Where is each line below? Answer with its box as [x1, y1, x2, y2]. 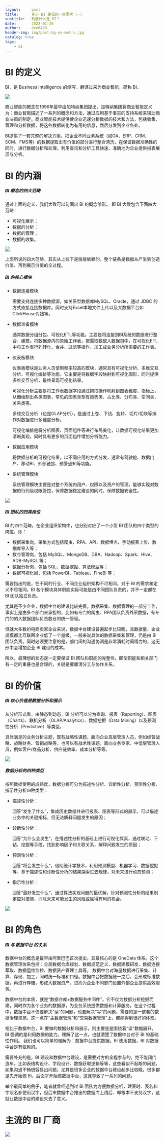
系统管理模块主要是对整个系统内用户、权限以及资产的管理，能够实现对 [12, 481, 155, 487]
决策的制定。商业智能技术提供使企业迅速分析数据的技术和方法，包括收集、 [9, 116, 160, 122]
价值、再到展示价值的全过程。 [5, 262, 65, 268]
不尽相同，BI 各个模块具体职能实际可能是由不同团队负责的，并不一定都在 [9, 587, 157, 592]
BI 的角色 [5, 924, 42, 935]
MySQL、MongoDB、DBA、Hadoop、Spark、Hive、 [48, 551, 155, 557]
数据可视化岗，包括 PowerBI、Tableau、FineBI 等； [12, 570, 116, 576]
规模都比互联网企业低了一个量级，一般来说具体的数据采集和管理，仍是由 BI [5, 632, 157, 638]
